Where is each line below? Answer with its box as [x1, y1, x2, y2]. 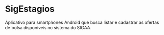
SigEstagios [5, 3, 55, 15]
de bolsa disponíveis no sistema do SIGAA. [5, 24, 92, 30]
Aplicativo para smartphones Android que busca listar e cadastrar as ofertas [5, 19, 159, 25]
